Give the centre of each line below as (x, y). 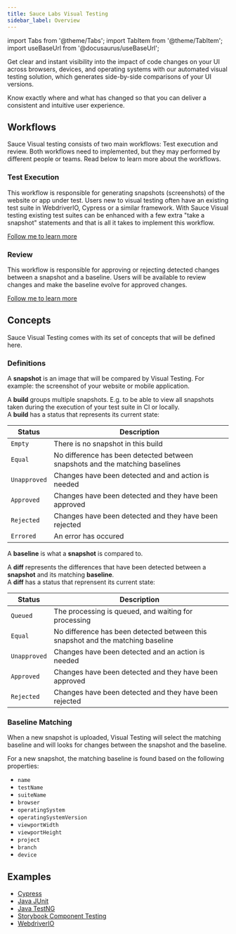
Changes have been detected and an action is (129, 652)
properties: (23, 766)
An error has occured (89, 536)
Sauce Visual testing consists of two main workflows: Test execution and (113, 144)
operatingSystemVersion (52, 818)
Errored (24, 536)
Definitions (27, 363)
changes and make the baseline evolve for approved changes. (97, 284)
